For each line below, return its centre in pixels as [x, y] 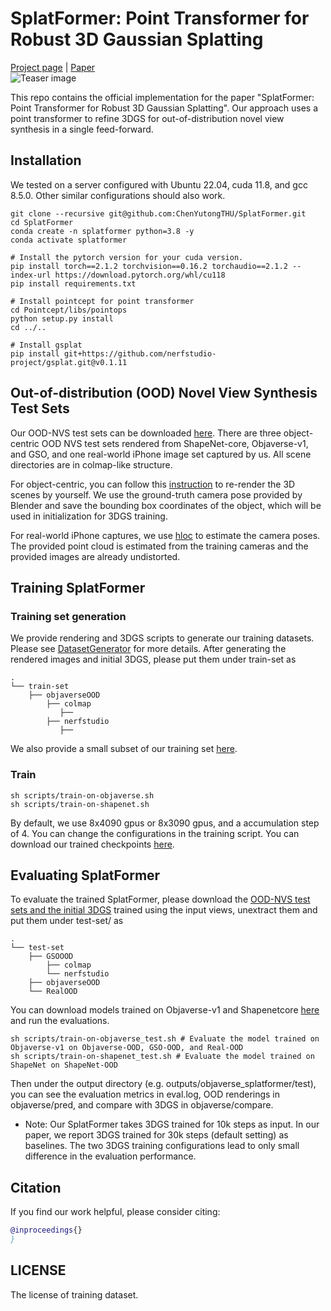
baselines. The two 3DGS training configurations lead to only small [162, 1146]
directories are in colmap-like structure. [91, 464]
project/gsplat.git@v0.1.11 [69, 362]
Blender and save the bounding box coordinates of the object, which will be [166, 505]
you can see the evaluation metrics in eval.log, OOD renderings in [145, 1094]
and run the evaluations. [60, 1021]
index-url [31, 275]
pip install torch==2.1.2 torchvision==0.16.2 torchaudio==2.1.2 [149, 266]
